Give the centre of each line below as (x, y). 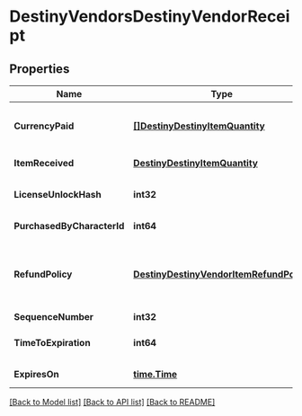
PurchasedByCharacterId (69, 226)
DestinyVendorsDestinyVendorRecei (150, 17)
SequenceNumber (54, 317)
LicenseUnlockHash (58, 195)
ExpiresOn (37, 374)
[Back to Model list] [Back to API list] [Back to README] (112, 402)
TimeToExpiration (53, 343)
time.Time (155, 374)
